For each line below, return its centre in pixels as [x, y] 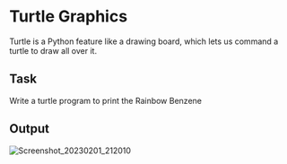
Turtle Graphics [69, 17]
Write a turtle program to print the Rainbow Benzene [105, 100]
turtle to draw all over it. [53, 50]
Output [29, 129]
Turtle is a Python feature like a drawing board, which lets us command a [144, 41]
